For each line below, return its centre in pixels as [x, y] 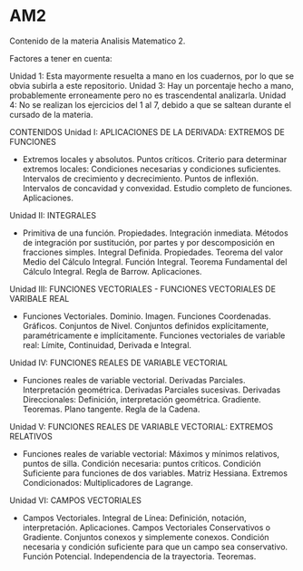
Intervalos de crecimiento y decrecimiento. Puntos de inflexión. [140, 179]
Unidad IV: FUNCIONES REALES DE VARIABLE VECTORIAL [119, 363]
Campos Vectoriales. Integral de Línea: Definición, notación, [134, 518]
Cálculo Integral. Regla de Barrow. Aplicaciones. [112, 271]
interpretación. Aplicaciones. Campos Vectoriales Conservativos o [146, 527]
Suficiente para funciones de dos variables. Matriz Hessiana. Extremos [155, 473]
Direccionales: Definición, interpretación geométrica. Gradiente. [142, 399]
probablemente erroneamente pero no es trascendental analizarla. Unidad [148, 95]
